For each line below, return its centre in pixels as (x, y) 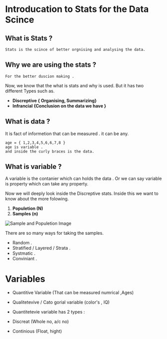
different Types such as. (30, 91)
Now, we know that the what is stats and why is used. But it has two (75, 85)
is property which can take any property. (47, 184)
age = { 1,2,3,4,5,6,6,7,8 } (35, 143)
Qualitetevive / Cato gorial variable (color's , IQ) (61, 302)
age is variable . (24, 147)
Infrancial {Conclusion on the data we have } (59, 106)
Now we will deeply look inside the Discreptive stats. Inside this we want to (82, 193)
